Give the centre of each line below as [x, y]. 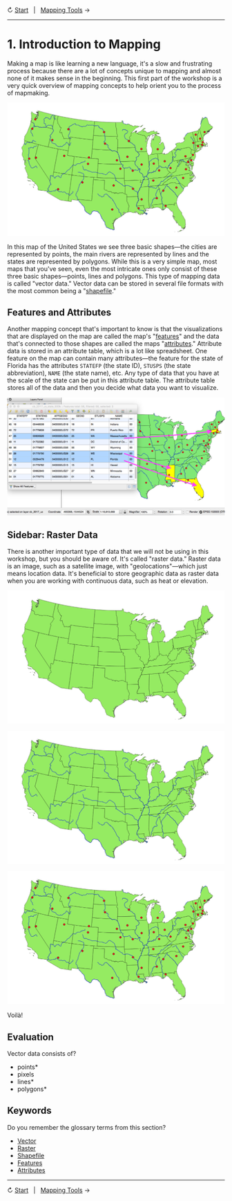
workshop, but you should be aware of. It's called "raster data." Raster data [114, 559]
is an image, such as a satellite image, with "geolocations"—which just [107, 566]
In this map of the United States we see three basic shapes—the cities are [112, 246]
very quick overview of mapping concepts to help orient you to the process [114, 85]
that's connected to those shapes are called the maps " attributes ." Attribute [115, 344]
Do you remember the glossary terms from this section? [87, 1127]
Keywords [29, 1111]
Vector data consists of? [42, 1053]
